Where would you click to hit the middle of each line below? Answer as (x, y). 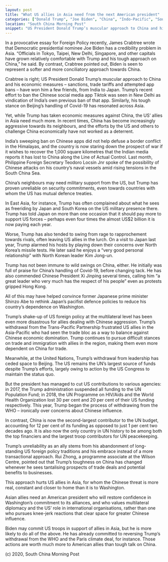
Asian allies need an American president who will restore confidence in (78, 497)
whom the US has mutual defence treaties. (49, 194)
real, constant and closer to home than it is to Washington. (65, 488)
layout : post (19, 10)
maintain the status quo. (30, 374)
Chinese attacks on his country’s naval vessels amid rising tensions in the (81, 168)
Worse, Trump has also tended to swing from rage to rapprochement (76, 234)
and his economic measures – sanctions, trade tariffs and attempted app (80, 84)
